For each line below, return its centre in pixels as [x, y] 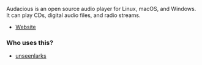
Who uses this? [30, 43]
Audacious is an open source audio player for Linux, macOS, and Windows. [101, 9]
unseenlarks [31, 56]
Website [26, 27]
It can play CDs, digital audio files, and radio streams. [73, 15]
